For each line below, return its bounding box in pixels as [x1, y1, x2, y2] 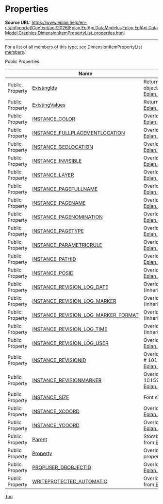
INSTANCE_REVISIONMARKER [32, 377, 102, 384]
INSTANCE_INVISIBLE [32, 157, 82, 164]
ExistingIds [32, 84, 57, 91]
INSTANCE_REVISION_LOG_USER [32, 340, 109, 347]
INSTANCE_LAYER [32, 172, 74, 178]
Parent [32, 436, 48, 443]
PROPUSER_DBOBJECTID [32, 464, 91, 471]
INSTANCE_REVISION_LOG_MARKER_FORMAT [32, 311, 139, 318]
